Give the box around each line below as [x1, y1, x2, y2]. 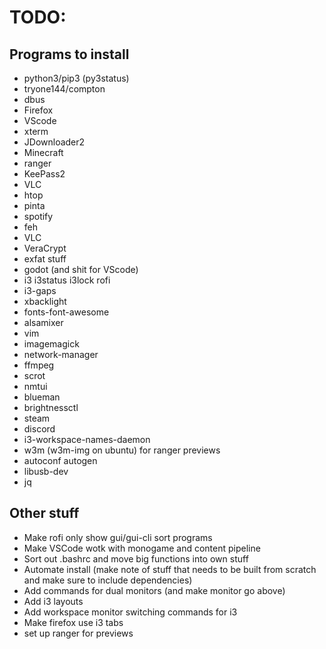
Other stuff [9, 505, 80, 522]
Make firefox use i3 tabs [23, 616, 124, 628]
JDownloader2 [23, 136, 86, 148]
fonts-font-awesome [23, 306, 110, 318]
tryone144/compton [23, 83, 106, 95]
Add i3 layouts [23, 595, 84, 607]
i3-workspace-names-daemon [23, 434, 151, 445]
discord [23, 423, 56, 435]
